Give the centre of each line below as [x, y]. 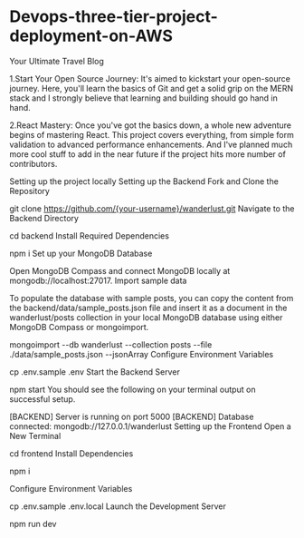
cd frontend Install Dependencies [71, 453]
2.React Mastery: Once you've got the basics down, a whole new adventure [151, 125]
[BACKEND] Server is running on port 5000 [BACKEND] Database [132, 416]
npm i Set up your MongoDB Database [81, 253]
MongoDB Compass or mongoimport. [79, 327]
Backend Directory [44, 218]
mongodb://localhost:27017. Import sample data [98, 280]
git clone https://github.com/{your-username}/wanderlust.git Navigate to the [152, 208]
